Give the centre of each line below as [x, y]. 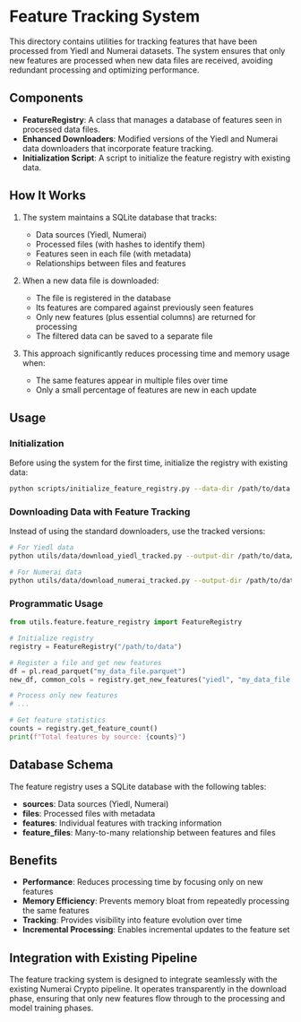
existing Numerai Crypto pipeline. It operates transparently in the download [148, 989]
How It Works [48, 196]
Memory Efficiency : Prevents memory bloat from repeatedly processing [155, 901]
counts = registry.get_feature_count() [84, 729]
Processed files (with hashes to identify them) [120, 244]
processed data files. [61, 129]
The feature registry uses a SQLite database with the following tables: [138, 786]
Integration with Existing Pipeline [103, 958]
